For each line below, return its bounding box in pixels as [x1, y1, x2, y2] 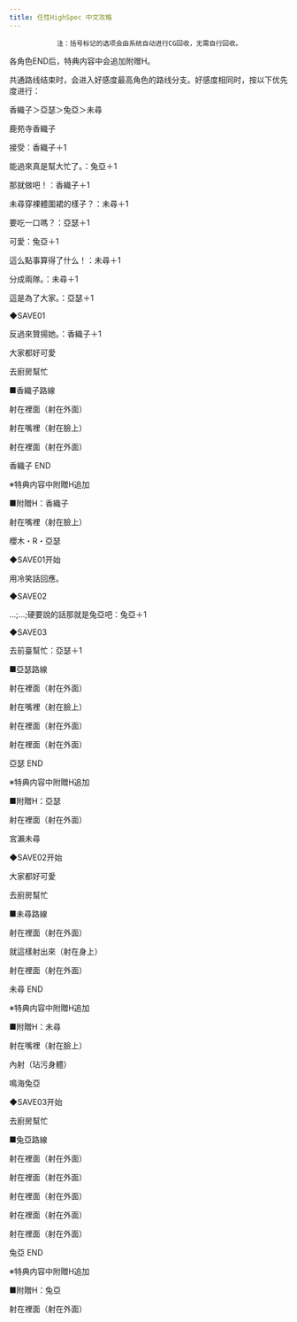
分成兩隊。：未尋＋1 [9, 274, 79, 284]
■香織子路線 [9, 384, 56, 395]
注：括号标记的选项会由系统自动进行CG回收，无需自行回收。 [56, 39, 243, 48]
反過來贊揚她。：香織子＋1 [9, 329, 102, 339]
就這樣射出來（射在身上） [9, 946, 103, 956]
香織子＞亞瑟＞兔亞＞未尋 [9, 104, 103, 115]
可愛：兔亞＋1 [9, 236, 59, 246]
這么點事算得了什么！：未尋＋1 [9, 254, 121, 266]
